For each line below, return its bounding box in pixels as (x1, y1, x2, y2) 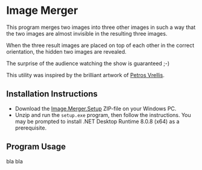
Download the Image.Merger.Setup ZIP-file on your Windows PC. (14, 105, 177, 112)
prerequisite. (14, 124, 47, 131)
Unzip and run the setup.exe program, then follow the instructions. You (14, 111, 191, 118)
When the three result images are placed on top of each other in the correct (6, 42, 195, 49)
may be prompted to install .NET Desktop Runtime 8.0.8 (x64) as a (14, 118, 180, 125)
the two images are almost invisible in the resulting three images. (6, 30, 168, 37)
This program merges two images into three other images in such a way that (6, 24, 196, 31)
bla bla (6, 157, 23, 165)
